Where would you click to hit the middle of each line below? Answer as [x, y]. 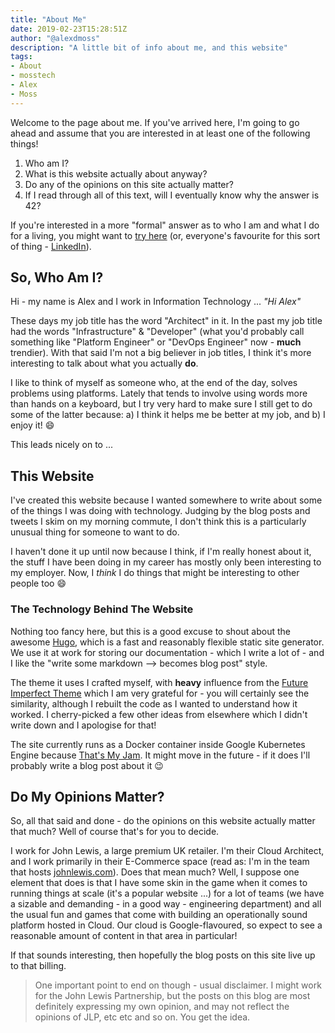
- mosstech [33, 76]
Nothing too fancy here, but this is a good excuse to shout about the [150, 631]
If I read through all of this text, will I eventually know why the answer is [172, 195]
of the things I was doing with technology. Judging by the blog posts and [160, 511]
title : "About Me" [48, 19]
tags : [21, 57]
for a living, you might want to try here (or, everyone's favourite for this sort [165, 235]
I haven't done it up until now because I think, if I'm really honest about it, [161, 552]
